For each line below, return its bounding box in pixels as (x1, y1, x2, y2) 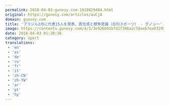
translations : (5, 40, 35, 45)
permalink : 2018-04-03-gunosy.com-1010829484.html (5, 7, 114, 13)
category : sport (5, 36, 39, 41)
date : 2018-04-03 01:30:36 (5, 31, 62, 36)
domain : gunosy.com (5, 17, 46, 22)
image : (5, 26, 19, 31)
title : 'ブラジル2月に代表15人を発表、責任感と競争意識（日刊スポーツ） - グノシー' (5, 21, 162, 27)
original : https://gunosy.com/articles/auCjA (5, 12, 102, 17)
